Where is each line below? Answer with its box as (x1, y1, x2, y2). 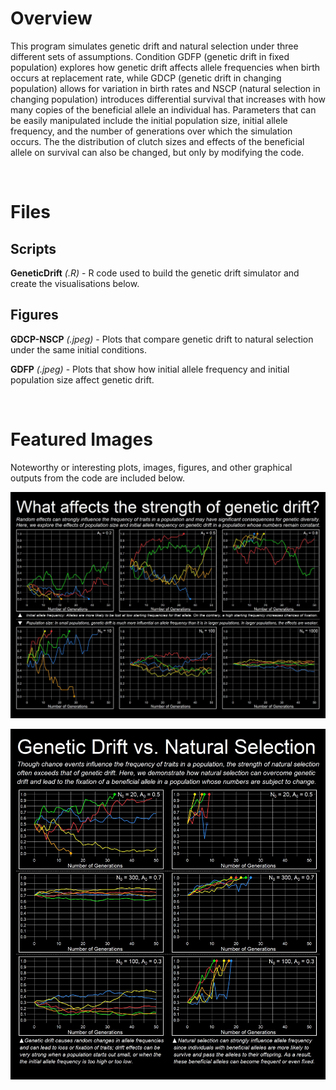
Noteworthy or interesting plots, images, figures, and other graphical (10, 461, 293, 473)
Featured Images (10, 428, 153, 451)
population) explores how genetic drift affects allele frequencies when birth (10, 61, 321, 73)
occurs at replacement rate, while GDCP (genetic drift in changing (10, 72, 282, 84)
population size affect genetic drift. (10, 373, 155, 386)
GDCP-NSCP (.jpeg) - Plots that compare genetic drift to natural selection (10, 333, 314, 345)
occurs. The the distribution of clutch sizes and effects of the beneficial (10, 135, 305, 147)
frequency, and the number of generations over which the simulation (10, 125, 293, 137)
